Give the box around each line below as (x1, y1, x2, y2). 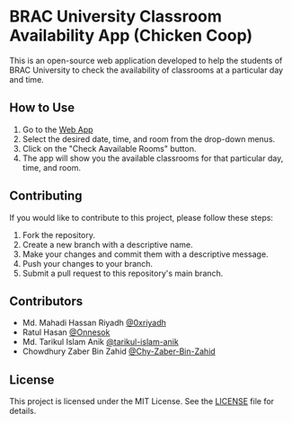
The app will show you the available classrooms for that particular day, (22, 153, 284, 163)
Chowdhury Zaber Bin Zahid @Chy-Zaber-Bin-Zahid (22, 346, 216, 357)
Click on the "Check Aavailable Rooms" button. (22, 143, 197, 154)
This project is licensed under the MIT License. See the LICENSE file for (9, 396, 275, 407)
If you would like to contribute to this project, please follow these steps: (9, 212, 274, 223)
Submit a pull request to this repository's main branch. (22, 268, 224, 278)
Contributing (9, 189, 83, 204)
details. (9, 406, 37, 417)
